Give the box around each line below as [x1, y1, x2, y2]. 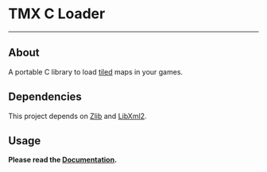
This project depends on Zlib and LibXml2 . [8, 111, 147, 120]
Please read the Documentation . [8, 155, 118, 165]
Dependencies [8, 90, 82, 104]
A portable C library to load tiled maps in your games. [8, 67, 184, 76]
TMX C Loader [8, 5, 106, 23]
